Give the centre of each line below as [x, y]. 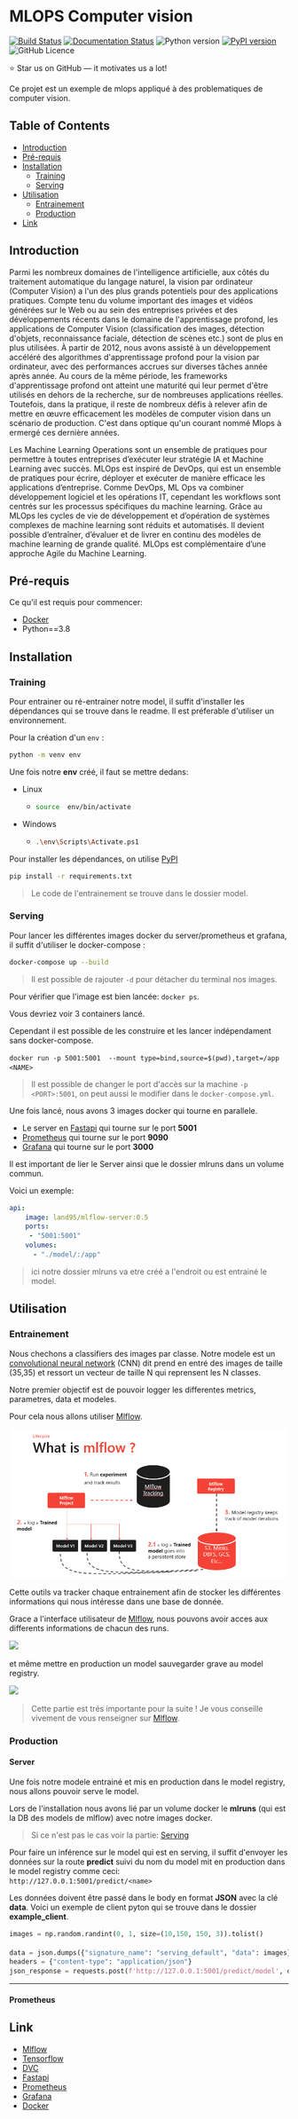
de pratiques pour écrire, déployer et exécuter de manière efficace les [137, 477]
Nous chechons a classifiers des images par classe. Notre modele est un [142, 1353]
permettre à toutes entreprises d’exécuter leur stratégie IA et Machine [137, 459]
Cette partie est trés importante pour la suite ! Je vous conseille [147, 1708]
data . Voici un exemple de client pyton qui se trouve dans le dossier [133, 1907]
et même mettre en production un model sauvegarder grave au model [136, 1663]
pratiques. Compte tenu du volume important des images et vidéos [131, 300]
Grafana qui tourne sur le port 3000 [88, 1146]
